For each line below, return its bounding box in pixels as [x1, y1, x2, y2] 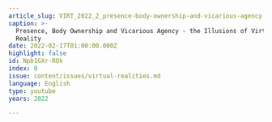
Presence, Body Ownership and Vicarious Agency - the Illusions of [15, 27, 249, 35]
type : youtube [8, 86, 57, 95]
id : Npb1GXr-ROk [8, 57, 63, 65]
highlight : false [8, 49, 67, 57]
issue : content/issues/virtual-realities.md [8, 72, 161, 80]
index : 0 [8, 65, 38, 73]
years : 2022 [8, 95, 49, 103]
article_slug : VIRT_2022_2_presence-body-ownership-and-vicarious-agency [8, 11, 263, 20]
